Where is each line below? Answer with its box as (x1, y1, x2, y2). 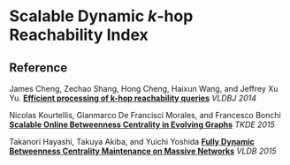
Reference (9, 60, 68, 75)
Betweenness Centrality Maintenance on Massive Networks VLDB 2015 (9, 146, 277, 156)
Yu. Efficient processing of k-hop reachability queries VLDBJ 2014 (9, 93, 257, 103)
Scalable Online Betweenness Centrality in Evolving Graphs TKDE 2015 (9, 119, 276, 130)
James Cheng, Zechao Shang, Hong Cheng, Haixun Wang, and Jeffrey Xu (9, 84, 279, 94)
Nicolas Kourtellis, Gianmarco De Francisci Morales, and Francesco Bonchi (9, 110, 281, 120)
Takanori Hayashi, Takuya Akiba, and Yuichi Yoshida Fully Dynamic (9, 137, 255, 146)
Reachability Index (9, 25, 149, 45)
